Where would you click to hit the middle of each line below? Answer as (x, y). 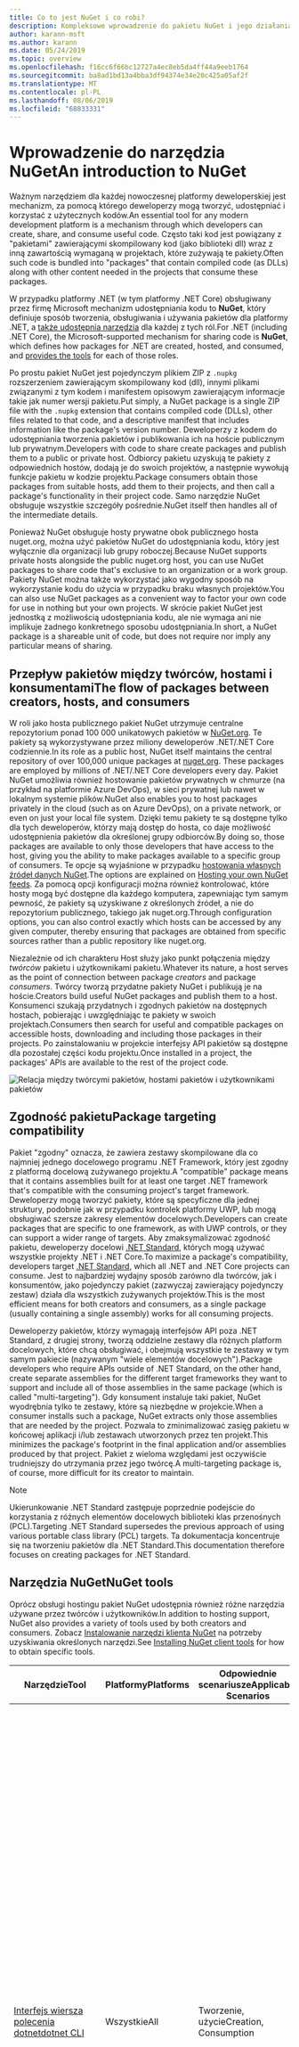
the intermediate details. (53, 515)
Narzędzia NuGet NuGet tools (91, 1583)
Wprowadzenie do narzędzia (117, 153)
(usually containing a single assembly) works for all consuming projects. (141, 1313)
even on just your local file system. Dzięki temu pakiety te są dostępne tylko (148, 818)
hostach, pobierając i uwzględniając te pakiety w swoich (113, 1015)
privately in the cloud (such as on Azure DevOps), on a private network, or (145, 808)
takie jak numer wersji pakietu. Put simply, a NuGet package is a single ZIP (145, 401)
